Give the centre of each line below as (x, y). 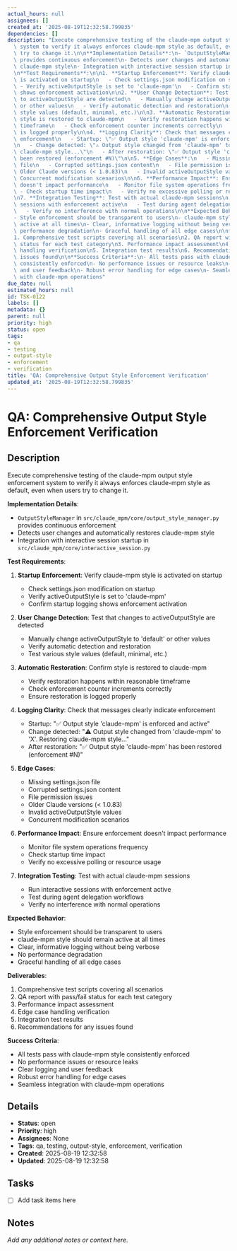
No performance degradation (60, 954)
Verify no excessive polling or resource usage (95, 862)
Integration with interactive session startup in (83, 540)
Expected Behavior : (37, 918)
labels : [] (23, 303)
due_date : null (30, 284)
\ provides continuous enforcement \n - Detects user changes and (110, 60)
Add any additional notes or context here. (68, 1240)
